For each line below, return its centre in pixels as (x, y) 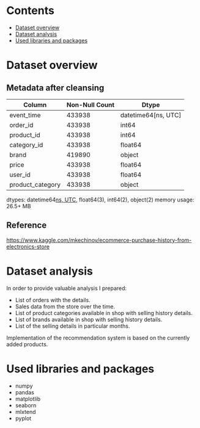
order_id (21, 125)
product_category (35, 184)
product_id (25, 135)
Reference (27, 226)
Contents (31, 11)
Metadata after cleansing (55, 88)
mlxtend (25, 412)
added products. (27, 344)
